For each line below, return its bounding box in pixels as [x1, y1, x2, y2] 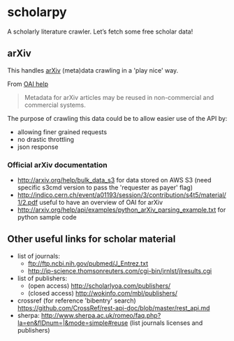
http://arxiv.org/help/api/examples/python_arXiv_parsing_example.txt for [17, 205, 226, 214]
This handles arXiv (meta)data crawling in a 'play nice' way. [7, 66, 179, 74]
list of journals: [17, 252, 61, 260]
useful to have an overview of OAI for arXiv [39, 198, 163, 207]
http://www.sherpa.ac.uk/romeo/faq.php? [41, 311, 161, 319]
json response [17, 143, 59, 151]
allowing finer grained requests [17, 127, 107, 136]
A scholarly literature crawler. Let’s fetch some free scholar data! [7, 27, 193, 36]
